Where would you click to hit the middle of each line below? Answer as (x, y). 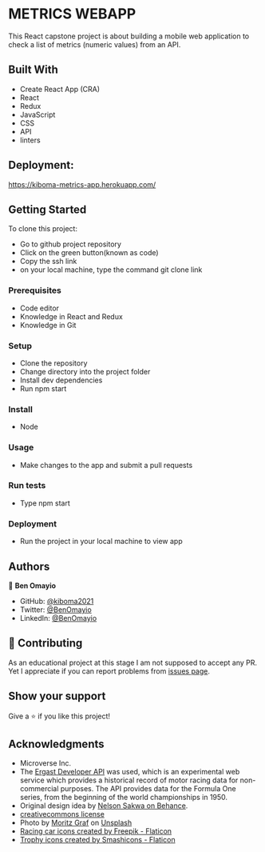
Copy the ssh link (48, 262)
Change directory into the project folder (85, 371)
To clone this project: (43, 229)
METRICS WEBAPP (72, 14)
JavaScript (38, 114)
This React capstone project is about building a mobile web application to (129, 36)
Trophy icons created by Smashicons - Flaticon (97, 840)
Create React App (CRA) (60, 89)
